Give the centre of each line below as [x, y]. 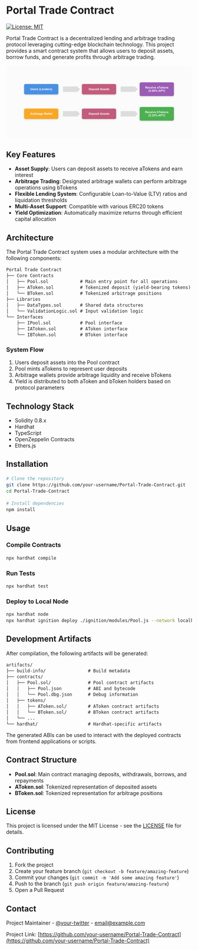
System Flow [25, 350]
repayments [29, 780]
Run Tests [21, 573]
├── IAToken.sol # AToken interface [72, 329]
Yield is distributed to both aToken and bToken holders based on [93, 382]
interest [24, 175]
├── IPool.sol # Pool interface [70, 323]
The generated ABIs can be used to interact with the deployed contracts [94, 735]
